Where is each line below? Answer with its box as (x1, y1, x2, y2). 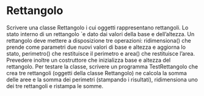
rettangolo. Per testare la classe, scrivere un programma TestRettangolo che (6, 62, 199, 70)
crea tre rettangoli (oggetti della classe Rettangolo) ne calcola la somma (6, 69, 188, 76)
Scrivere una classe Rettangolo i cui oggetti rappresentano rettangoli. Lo (6, 24, 189, 31)
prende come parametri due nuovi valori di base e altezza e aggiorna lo (6, 43, 186, 51)
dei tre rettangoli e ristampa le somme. (6, 82, 104, 89)
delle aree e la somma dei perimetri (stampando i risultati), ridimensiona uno (6, 76, 199, 83)
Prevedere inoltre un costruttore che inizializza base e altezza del (6, 56, 171, 64)
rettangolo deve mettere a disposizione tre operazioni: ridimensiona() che (6, 37, 191, 44)
